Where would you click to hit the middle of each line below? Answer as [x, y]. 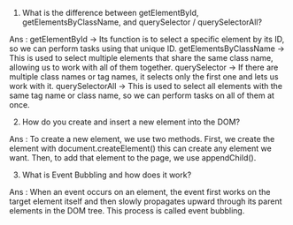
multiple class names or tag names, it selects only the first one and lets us [144, 77]
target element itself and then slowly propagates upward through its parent [146, 201]
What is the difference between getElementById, [110, 13]
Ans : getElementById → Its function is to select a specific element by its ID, [147, 39]
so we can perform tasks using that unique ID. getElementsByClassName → [147, 49]
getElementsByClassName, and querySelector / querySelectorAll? [142, 22]
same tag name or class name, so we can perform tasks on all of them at [142, 95]
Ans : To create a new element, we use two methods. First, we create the [142, 139]
